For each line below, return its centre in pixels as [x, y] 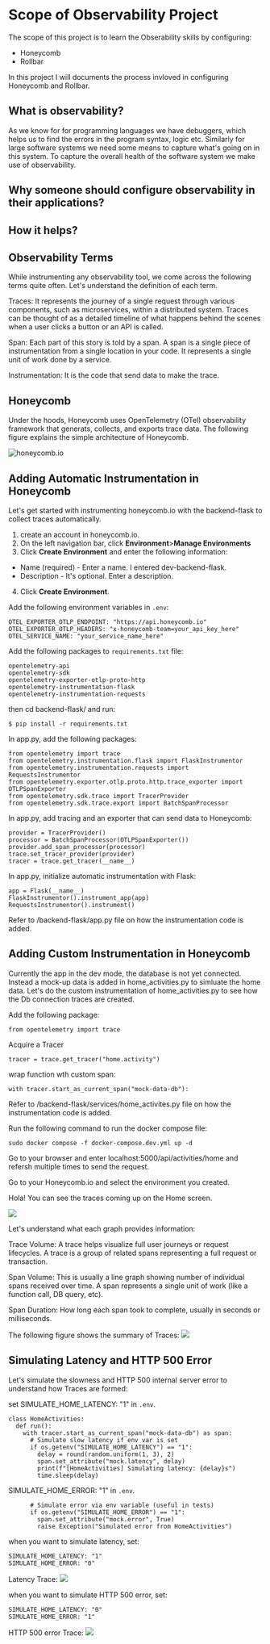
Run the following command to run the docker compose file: [108, 1128]
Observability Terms [61, 257]
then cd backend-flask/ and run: [62, 709]
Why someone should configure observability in [132, 190]
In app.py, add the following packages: [73, 738]
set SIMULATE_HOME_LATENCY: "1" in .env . [82, 1404]
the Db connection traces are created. [71, 999]
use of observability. [42, 165]
